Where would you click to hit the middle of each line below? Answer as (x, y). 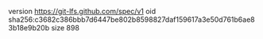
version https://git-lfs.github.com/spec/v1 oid (82, 11)
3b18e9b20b (29, 28)
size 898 (65, 28)
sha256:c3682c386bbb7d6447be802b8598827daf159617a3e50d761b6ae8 (132, 19)
